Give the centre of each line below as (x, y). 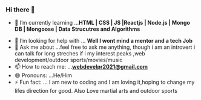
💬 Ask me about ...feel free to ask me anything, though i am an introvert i (105, 47)
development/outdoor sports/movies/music (68, 60)
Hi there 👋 (21, 10)
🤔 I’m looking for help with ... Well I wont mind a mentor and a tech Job (104, 41)
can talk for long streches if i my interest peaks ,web (80, 54)
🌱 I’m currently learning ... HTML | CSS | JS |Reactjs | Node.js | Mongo (102, 23)
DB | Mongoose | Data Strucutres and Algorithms (77, 29)
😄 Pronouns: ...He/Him (43, 75)
